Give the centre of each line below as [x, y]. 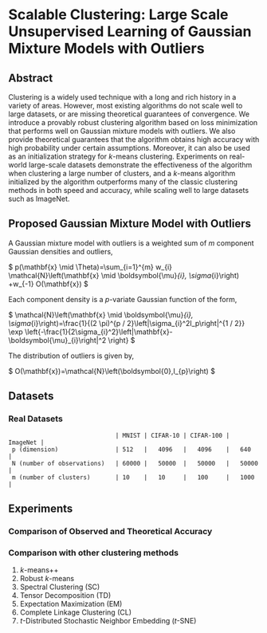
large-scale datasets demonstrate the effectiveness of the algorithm [140, 165]
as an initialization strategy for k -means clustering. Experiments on [118, 156]
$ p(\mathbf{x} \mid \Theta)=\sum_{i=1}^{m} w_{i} [90, 267]
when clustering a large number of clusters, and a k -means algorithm [122, 173]
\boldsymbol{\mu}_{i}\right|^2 [57, 340]
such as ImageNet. [39, 199]
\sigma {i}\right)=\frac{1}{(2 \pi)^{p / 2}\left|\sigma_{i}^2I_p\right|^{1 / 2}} [127, 323]
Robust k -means [47, 579]
